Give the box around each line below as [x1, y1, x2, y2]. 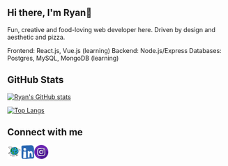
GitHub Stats [7, 74, 64, 86]
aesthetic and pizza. [7, 33, 66, 41]
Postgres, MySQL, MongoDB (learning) [7, 54, 119, 62]
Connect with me [7, 126, 84, 138]
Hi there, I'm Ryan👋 [7, 7, 92, 19]
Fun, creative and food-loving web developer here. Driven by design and [7, 25, 216, 33]
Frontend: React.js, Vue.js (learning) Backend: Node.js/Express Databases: [7, 46, 222, 54]
